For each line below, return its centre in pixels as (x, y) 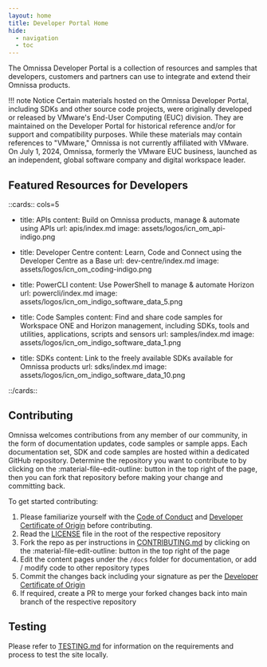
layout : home (30, 16)
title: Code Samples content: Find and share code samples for (121, 317)
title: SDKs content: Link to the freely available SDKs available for (126, 358)
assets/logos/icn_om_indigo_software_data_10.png (102, 375)
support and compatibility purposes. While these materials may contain (125, 135)
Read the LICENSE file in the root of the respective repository (120, 534)
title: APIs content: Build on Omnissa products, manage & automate (130, 220)
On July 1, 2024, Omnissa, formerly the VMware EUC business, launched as (133, 152)
